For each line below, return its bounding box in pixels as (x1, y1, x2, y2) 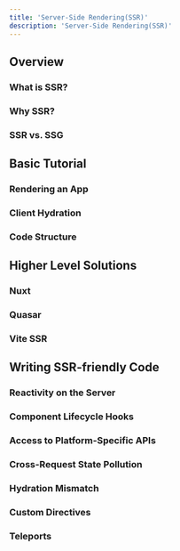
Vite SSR (9, 332, 48, 344)
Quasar (9, 309, 42, 321)
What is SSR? (9, 81, 68, 93)
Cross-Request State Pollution (9, 458, 143, 471)
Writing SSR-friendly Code (9, 360, 160, 375)
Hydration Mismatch (9, 482, 99, 494)
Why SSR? (9, 104, 55, 117)
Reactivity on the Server (9, 386, 116, 399)
